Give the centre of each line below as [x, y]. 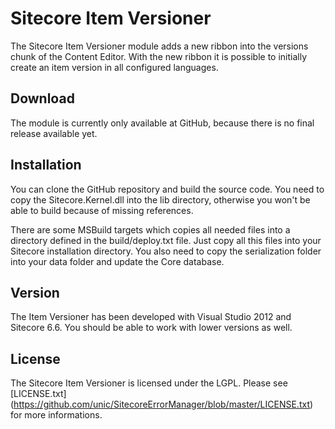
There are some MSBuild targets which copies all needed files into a [150, 229]
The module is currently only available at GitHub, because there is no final [162, 123]
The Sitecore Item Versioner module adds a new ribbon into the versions [159, 46]
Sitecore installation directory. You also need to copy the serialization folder [166, 251]
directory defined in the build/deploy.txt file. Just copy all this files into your [166, 240]
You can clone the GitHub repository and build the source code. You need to [167, 189]
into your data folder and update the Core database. [117, 261]
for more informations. [56, 415]
